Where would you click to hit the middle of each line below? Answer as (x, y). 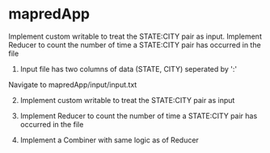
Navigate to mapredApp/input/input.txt (73, 85)
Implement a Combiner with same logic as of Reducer (110, 140)
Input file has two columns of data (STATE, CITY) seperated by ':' (129, 68)
